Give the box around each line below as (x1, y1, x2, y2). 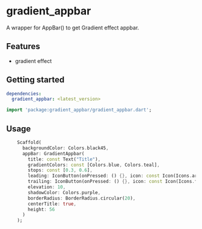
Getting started (6, 75, 65, 85)
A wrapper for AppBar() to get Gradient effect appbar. (6, 24, 139, 31)
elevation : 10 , (28, 184, 66, 190)
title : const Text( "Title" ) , (28, 156, 101, 162)
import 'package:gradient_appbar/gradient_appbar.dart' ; (6, 107, 152, 113)
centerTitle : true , (28, 201, 77, 207)
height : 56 (28, 206, 55, 212)
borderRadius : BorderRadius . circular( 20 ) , (28, 195, 136, 201)
